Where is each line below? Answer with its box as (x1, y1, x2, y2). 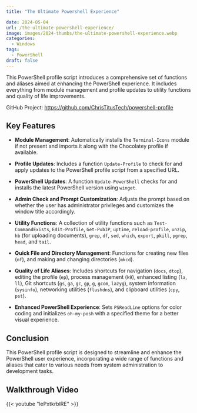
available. (14, 149, 38, 156)
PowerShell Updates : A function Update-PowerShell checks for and (14, 178, 178, 185)
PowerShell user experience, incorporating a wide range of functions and (6, 355, 184, 362)
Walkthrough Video (6, 385, 79, 395)
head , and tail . (14, 238, 51, 245)
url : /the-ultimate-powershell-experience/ (6, 25, 115, 31)
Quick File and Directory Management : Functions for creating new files (14, 249, 189, 257)
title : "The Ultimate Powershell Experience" (6, 8, 119, 15)
